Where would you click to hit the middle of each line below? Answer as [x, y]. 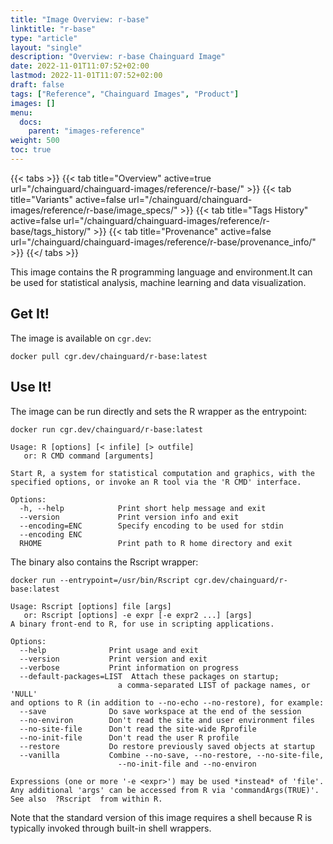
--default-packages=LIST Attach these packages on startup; [149, 676]
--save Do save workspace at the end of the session [160, 711]
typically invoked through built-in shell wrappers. [111, 828]
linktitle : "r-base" [53, 29]
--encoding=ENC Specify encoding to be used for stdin [151, 526]
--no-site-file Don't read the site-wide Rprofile [138, 729]
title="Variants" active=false [68, 199]
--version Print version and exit [113, 659]
